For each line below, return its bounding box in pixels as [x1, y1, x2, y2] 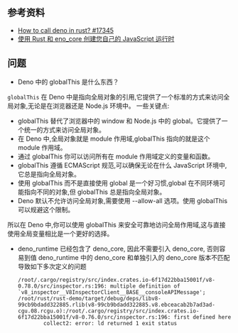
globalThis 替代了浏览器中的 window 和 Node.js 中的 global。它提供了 [17, 116, 222, 125]
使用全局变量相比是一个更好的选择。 [7, 229, 114, 238]
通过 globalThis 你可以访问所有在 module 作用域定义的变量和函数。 [17, 152, 215, 160]
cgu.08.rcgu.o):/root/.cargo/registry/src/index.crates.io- [17, 307, 200, 315]
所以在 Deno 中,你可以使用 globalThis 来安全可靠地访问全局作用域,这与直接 [7, 220, 226, 229]
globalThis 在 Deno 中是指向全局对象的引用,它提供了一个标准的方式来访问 [7, 92, 224, 101]
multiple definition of [109, 283, 180, 290]
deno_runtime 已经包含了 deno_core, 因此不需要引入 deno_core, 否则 [17, 244, 220, 253]
